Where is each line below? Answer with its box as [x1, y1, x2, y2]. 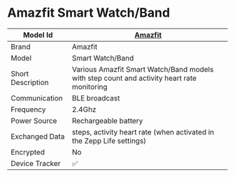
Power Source [10, 116, 57, 125]
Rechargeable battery [71, 116, 143, 125]
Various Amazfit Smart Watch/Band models [71, 64, 214, 74]
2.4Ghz [71, 105, 97, 114]
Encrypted [10, 147, 45, 157]
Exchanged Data [10, 131, 65, 141]
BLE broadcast [71, 93, 120, 102]
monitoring [71, 82, 108, 91]
